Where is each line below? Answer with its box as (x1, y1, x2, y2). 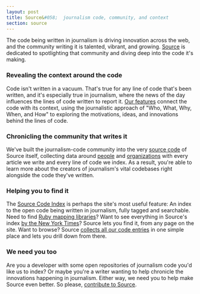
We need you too (6, 247, 57, 256)
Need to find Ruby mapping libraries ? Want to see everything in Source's (6, 213, 187, 221)
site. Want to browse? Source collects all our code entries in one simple (6, 226, 184, 234)
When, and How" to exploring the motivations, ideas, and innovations (6, 110, 178, 118)
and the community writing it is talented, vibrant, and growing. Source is (6, 43, 185, 50)
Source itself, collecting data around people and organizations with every (6, 152, 189, 159)
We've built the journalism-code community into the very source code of (6, 146, 187, 153)
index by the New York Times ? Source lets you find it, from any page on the (6, 220, 195, 227)
